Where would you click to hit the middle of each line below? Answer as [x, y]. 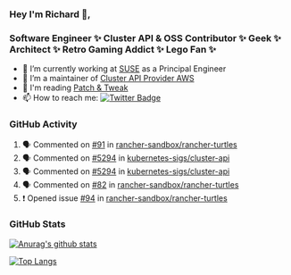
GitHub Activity [43, 124]
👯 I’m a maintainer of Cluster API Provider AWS [108, 79]
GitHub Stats [37, 224]
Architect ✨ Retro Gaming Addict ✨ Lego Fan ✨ [113, 49]
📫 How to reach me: [60, 98]
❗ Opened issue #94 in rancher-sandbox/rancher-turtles [125, 198]
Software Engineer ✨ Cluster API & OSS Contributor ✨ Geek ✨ [145, 37]
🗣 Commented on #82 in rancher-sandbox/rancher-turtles [130, 184]
